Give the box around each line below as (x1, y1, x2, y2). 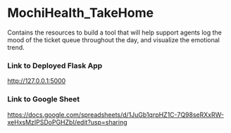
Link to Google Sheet (7, 94, 80, 104)
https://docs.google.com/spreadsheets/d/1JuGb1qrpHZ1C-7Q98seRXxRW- (7, 110, 224, 119)
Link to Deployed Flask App (7, 61, 103, 70)
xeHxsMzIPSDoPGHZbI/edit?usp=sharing (7, 118, 128, 126)
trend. (7, 43, 25, 51)
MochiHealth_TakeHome (7, 5, 154, 21)
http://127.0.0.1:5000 (7, 77, 66, 85)
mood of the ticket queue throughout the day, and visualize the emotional (7, 35, 220, 44)
